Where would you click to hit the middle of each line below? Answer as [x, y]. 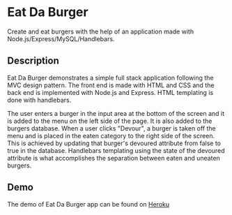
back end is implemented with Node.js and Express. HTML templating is [110, 92]
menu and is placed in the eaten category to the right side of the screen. [111, 135]
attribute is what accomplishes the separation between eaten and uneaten [114, 158]
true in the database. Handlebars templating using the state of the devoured [116, 150]
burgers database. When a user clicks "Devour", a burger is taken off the [111, 128]
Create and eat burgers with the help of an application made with [100, 31]
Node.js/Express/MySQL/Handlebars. [61, 38]
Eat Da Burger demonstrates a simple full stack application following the [110, 77]
